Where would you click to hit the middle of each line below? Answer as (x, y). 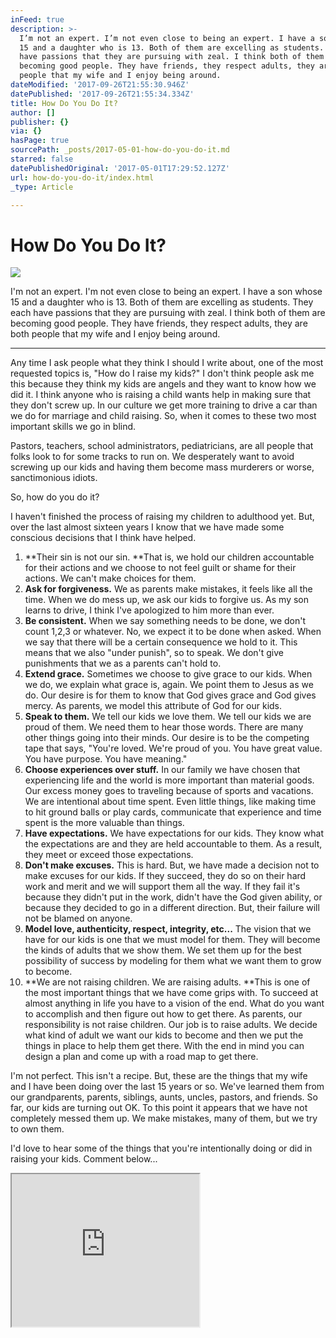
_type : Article (42, 187)
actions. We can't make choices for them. (110, 578)
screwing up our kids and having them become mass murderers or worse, (162, 467)
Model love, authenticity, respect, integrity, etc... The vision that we (168, 929)
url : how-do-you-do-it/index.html (82, 177)
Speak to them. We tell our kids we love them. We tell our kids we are (168, 717)
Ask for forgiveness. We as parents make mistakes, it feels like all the (168, 589)
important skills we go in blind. (73, 427)
